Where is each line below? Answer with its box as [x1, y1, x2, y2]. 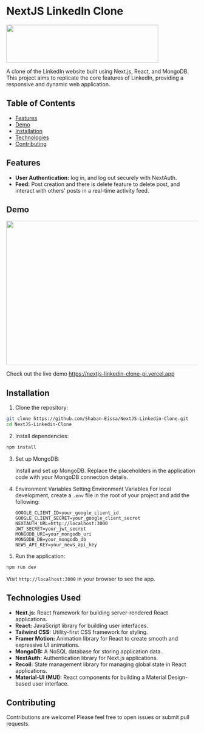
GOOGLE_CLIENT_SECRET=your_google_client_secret [15, 515, 141, 521]
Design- [168, 673, 188, 681]
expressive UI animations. [15, 641, 80, 649]
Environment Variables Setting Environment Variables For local [15, 485, 171, 492]
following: [15, 498, 40, 505]
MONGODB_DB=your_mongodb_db [15, 536, 86, 542]
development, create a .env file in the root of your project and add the [15, 491, 190, 499]
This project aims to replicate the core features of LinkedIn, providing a [6, 74, 184, 81]
